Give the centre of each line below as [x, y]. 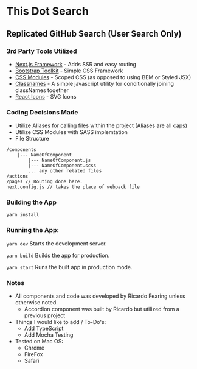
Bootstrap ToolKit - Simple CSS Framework [69, 71]
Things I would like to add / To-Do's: [60, 322]
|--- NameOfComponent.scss [62, 166]
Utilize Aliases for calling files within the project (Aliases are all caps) [101, 125]
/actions [17, 177]
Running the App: [33, 230]
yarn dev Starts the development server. [57, 243]
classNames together [42, 90]
